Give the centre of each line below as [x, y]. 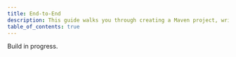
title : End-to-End [34, 14]
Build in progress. [33, 47]
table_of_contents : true [44, 26]
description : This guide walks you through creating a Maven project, [113, 20]
